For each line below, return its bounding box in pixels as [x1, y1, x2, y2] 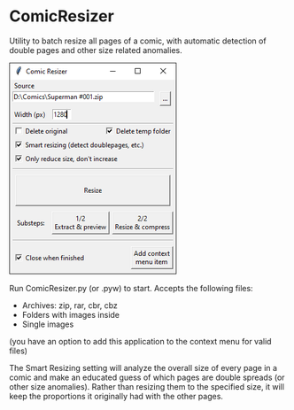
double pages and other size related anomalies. [9, 44, 183, 55]
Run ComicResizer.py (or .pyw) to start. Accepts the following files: [9, 282, 254, 293]
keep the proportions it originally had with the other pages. [9, 391, 224, 401]
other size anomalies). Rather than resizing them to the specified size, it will [9, 381, 285, 391]
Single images [21, 319, 74, 329]
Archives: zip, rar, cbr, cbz [21, 299, 118, 311]
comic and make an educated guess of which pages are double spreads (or [9, 372, 285, 383]
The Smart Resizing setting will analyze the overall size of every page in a [9, 362, 277, 373]
